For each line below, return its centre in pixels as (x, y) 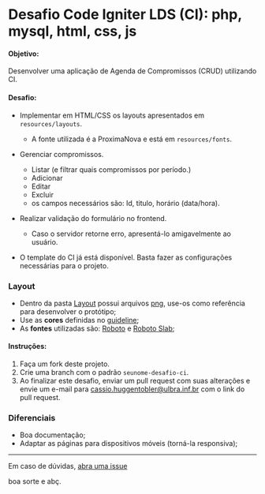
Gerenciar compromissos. (62, 154)
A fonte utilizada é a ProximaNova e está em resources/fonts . (132, 139)
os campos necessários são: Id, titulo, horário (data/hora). (125, 203)
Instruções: (28, 346)
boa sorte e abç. (35, 481)
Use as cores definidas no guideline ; (79, 320)
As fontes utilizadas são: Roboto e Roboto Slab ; (97, 328)
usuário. (45, 241)
